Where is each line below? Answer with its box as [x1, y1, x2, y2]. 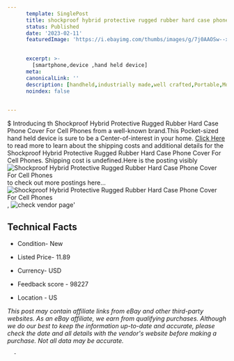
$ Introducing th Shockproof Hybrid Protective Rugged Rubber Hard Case [7, 119, 219, 128]
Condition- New [17, 239, 63, 247]
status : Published [25, 23, 79, 30]
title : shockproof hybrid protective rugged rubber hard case [25, 17, 210, 24]
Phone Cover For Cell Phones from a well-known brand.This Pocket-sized [7, 127, 219, 135]
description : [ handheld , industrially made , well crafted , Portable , [25, 81, 223, 88]
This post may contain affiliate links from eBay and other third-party [7, 307, 204, 315]
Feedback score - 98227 [17, 279, 89, 288]
